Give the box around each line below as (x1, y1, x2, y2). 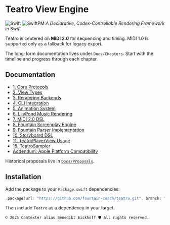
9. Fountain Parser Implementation (12, 127, 84, 133)
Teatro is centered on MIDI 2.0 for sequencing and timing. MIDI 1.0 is (5, 35, 149, 41)
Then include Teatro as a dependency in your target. (5, 205, 115, 211)
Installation (5, 173, 41, 181)
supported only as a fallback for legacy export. (5, 40, 103, 46)
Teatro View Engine (5, 4, 89, 15)
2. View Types (12, 89, 42, 95)
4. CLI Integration (12, 100, 49, 106)
